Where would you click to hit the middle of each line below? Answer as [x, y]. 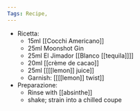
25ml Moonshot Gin [56, 48]
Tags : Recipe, [28, 14]
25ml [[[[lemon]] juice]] [61, 70]
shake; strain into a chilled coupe [75, 100]
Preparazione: [37, 85]
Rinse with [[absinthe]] [60, 92]
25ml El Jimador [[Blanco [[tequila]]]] [80, 55]
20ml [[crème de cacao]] [63, 62]
